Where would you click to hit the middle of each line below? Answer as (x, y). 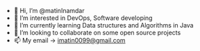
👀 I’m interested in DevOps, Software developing (83, 18)
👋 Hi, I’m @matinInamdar (49, 11)
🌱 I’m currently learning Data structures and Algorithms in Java (103, 25)
